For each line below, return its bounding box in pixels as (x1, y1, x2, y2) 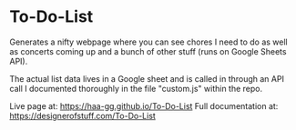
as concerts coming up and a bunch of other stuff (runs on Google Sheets (9, 45, 287, 56)
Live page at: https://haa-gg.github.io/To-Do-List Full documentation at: (9, 100, 279, 111)
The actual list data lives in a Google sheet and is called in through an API (9, 73, 285, 84)
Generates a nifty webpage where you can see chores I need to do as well (9, 36, 289, 47)
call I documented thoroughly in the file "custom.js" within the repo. (9, 83, 263, 94)
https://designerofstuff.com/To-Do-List (9, 110, 157, 121)
